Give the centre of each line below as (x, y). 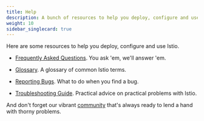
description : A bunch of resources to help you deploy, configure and (97, 18)
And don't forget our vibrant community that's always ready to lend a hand (100, 105)
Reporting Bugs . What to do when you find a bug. (77, 81)
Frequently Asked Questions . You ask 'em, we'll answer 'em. (90, 58)
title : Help (21, 12)
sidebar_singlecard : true (39, 29)
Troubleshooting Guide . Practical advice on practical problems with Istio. (106, 93)
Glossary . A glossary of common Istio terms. (70, 70)
